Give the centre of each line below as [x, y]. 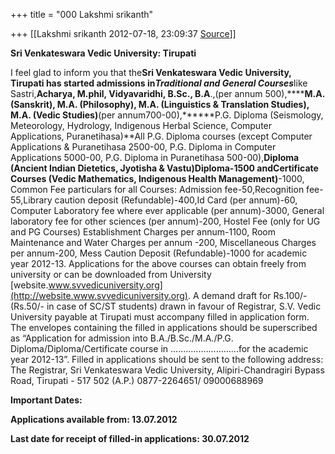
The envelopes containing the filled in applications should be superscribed [164, 327]
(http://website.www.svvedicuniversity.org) [99, 295]
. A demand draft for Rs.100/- [247, 295]
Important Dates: [46, 400]
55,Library [31, 200]
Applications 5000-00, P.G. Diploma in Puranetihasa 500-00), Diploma [155, 157]
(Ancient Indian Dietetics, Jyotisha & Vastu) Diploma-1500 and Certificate [164, 168]
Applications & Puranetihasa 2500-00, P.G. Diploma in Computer [143, 147]
